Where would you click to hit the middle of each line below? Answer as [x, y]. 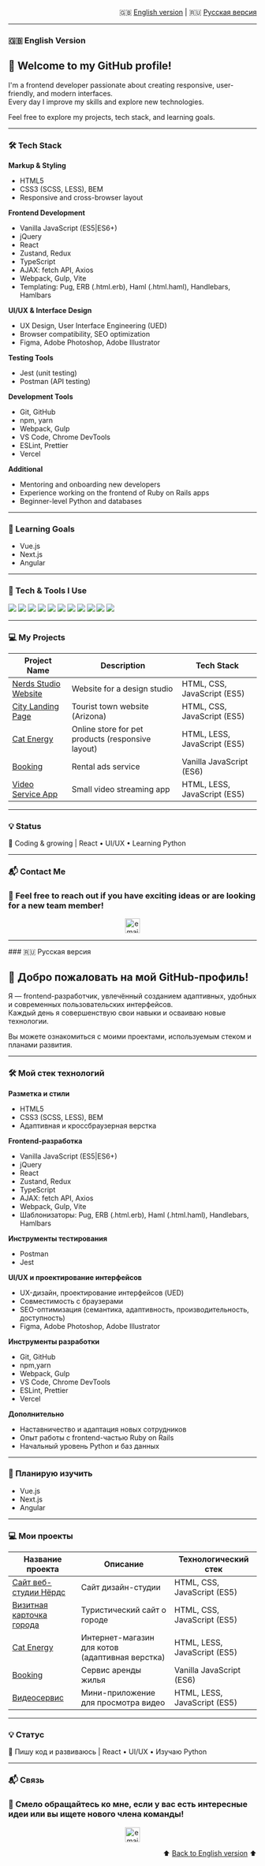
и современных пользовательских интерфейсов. [91, 1005]
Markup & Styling [37, 166]
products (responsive [111, 739]
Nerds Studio [36, 684]
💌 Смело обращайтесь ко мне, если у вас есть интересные [128, 1804]
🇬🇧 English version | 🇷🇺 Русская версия [188, 12]
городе [95, 1620]
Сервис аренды [111, 1670]
